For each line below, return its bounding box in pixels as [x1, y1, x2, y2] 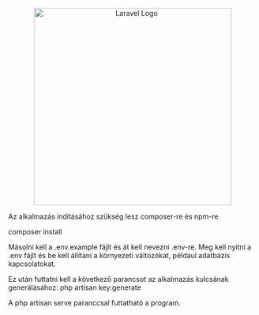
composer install [8, 227, 62, 236]
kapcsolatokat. [8, 259, 57, 268]
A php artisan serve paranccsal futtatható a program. [8, 298, 181, 307]
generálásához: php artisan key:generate [8, 283, 142, 292]
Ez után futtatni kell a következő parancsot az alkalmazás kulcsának [8, 275, 229, 283]
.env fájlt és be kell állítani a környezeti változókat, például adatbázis [8, 251, 231, 260]
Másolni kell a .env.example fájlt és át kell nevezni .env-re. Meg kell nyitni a [8, 242, 252, 252]
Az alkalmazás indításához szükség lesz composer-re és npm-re [8, 212, 219, 221]
